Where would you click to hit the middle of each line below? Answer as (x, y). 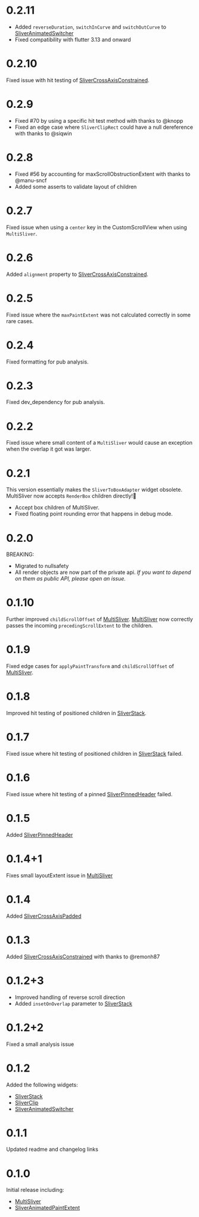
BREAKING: (20, 554)
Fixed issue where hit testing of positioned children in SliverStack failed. (94, 754)
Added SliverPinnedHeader (40, 834)
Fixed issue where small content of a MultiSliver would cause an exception (99, 443)
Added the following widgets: (42, 1085)
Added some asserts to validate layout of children (76, 187)
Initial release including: (35, 1190)
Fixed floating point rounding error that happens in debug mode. (94, 514)
